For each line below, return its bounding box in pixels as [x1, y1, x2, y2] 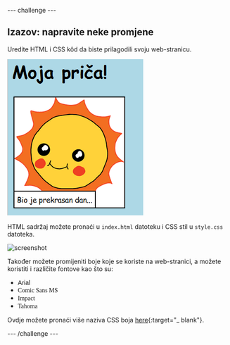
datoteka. [7, 230, 35, 238]
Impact [17, 294, 35, 302]
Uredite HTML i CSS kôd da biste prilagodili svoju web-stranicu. [7, 45, 192, 54]
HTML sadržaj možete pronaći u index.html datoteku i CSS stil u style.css [7, 222, 224, 231]
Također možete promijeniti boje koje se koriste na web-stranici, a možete [7, 257, 222, 265]
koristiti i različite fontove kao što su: [7, 264, 114, 273]
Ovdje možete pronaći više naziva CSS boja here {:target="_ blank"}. [7, 315, 205, 324]
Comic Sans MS [17, 287, 58, 294]
